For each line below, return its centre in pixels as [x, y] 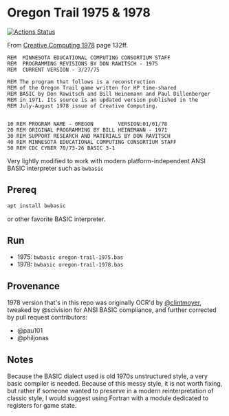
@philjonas [33, 338]
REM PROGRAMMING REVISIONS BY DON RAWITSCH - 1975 [83, 63]
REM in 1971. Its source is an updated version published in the [102, 100]
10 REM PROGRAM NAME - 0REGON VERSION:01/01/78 [87, 124]
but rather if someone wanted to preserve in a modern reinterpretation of [111, 391]
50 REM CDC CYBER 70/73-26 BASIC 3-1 [61, 148]
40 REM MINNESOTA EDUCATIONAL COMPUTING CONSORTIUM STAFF [92, 142]
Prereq [22, 190]
